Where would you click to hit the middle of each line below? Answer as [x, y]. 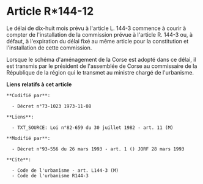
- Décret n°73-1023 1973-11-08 [52, 106]
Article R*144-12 [50, 11]
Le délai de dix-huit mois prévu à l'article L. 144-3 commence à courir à [96, 28]
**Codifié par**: [28, 95]
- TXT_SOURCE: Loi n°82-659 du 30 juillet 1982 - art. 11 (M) [93, 127]
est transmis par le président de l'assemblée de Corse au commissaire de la [102, 66]
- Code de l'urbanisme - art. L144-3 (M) [65, 170]
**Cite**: [19, 160]
